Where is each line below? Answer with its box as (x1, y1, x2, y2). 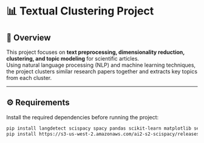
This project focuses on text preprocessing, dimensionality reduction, (6, 48, 185, 56)
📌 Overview (6, 32, 51, 42)
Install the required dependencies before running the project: (6, 113, 159, 121)
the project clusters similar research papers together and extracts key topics (6, 68, 198, 75)
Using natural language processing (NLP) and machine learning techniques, (6, 61, 196, 68)
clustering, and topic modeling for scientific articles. (6, 55, 140, 62)
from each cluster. (6, 75, 52, 81)
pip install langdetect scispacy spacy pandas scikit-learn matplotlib (6, 125, 191, 131)
